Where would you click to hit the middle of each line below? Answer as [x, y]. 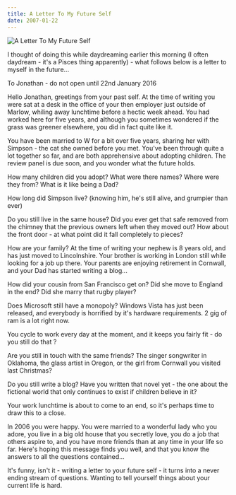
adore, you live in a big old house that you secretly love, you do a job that [113, 434]
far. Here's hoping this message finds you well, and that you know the [108, 449]
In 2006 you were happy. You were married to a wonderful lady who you [112, 426]
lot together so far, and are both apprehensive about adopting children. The [117, 156]
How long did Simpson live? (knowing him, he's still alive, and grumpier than [118, 198]
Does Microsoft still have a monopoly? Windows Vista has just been [105, 305]
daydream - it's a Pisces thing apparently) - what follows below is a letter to [117, 62]
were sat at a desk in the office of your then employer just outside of [106, 104]
